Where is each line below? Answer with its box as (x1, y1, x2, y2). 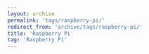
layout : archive (7, 10, 55, 18)
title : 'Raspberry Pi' (7, 29, 74, 37)
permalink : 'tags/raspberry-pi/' (7, 17, 105, 24)
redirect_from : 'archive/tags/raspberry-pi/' (7, 23, 143, 30)
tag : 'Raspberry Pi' (7, 36, 68, 43)
